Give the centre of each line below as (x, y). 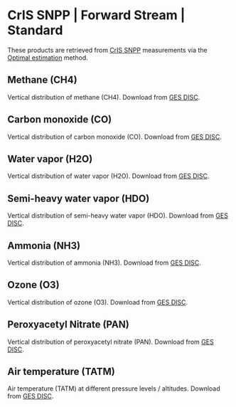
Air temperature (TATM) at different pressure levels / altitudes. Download (114, 388)
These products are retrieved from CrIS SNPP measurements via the (107, 50)
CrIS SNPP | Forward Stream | (96, 15)
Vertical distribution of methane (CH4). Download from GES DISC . (104, 97)
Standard (35, 30)
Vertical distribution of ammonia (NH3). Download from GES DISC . (104, 263)
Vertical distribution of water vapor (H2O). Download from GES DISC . (108, 176)
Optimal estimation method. (48, 58)
